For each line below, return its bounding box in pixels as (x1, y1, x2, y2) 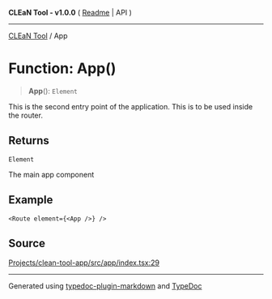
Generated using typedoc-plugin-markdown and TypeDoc (8, 281, 202, 291)
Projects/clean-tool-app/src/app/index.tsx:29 (8, 258, 160, 267)
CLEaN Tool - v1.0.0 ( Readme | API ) (8, 8, 132, 17)
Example (8, 193, 53, 207)
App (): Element (28, 86, 79, 96)
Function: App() (8, 59, 117, 78)
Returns (8, 134, 50, 147)
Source (8, 236, 46, 250)
